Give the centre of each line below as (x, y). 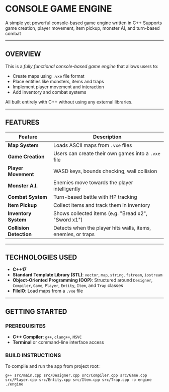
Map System (23, 145)
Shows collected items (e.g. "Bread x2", (100, 213)
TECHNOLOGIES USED (41, 257)
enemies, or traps (74, 234)
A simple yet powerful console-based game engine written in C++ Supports (84, 23)
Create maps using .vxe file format (48, 76)
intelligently (67, 189)
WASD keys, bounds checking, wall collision (105, 171)
